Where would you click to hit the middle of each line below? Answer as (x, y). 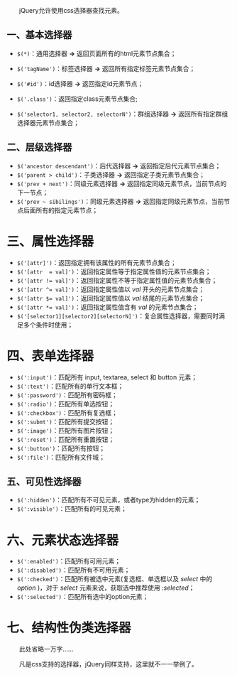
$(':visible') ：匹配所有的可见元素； (72, 509)
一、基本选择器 (39, 35)
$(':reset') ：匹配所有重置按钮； (66, 439)
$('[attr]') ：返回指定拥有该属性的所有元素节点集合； (97, 262)
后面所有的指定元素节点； (61, 210)
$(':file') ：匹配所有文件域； (61, 457)
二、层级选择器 (39, 147)
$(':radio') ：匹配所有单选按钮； (66, 404)
